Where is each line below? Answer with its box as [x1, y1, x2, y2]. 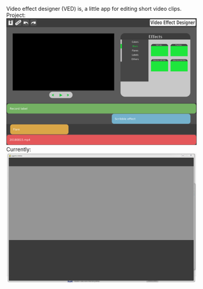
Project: [6, 11, 26, 19]
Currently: [6, 145, 31, 153]
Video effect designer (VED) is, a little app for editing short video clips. [6, 5, 182, 12]
